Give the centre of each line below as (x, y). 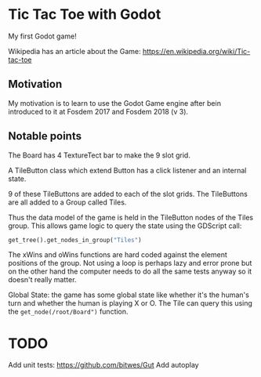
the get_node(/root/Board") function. (68, 312)
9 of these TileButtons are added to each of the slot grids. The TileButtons (128, 194)
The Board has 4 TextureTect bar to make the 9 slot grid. (99, 155)
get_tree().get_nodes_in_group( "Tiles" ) (75, 240)
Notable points (45, 136)
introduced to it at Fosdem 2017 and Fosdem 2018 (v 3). (98, 111)
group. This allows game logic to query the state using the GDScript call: (125, 226)
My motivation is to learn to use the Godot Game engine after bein (115, 103)
